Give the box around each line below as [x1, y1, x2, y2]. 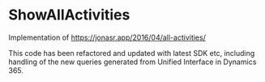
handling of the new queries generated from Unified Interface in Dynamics [8, 57, 257, 67]
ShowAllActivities [8, 6, 130, 24]
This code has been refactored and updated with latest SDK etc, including [8, 48, 255, 58]
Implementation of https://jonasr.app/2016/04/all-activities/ [8, 32, 207, 42]
